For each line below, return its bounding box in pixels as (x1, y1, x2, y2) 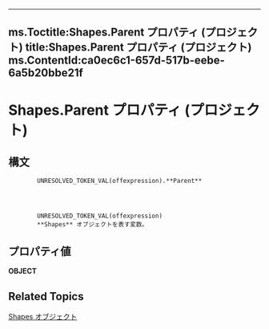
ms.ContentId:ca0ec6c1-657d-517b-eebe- (8, 54, 226, 67)
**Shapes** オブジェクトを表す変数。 (37, 221, 148, 229)
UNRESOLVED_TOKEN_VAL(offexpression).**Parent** (37, 177, 203, 185)
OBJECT (8, 266, 38, 276)
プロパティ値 (8, 244, 71, 258)
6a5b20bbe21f (8, 66, 84, 80)
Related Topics (8, 290, 84, 303)
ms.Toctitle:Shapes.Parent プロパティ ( (8, 26, 206, 39)
